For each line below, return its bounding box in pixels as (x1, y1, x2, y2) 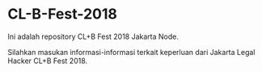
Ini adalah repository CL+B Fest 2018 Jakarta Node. (7, 32, 180, 41)
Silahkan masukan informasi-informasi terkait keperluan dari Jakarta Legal (7, 47, 256, 57)
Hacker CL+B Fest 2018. (7, 56, 88, 66)
